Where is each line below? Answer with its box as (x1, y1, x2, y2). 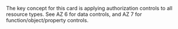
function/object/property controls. (6, 17, 89, 23)
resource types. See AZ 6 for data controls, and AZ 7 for (6, 11, 142, 18)
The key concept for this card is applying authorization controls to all (6, 5, 173, 11)
